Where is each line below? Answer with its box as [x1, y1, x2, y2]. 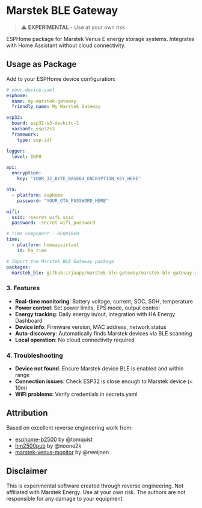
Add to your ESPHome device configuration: [6, 75, 116, 82]
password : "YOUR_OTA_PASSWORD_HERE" [17, 197, 109, 204]
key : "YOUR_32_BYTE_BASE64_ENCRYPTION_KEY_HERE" [17, 176, 141, 182]
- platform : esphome [11, 192, 63, 198]
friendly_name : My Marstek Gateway [11, 104, 101, 110]
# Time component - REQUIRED [6, 230, 79, 237]
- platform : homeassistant [11, 242, 79, 248]
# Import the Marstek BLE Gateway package [6, 258, 114, 264]
